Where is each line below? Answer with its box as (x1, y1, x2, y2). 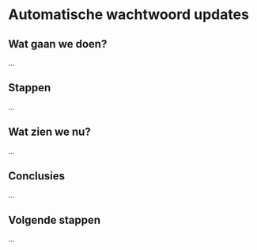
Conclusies (8, 169, 66, 183)
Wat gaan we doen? (8, 37, 108, 51)
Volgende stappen (8, 213, 101, 227)
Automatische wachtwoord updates (8, 6, 249, 24)
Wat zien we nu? (8, 125, 91, 139)
